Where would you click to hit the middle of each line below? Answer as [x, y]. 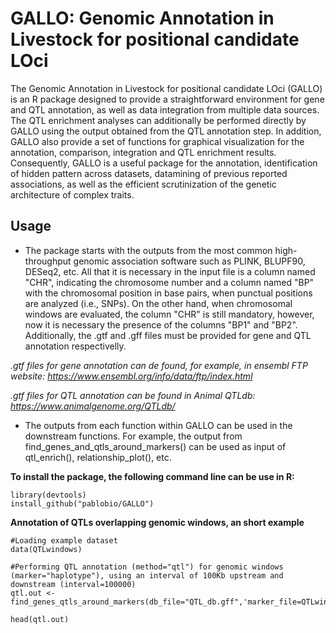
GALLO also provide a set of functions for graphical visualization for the [157, 141]
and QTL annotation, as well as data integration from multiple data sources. [165, 109]
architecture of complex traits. [72, 194]
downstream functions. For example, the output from [133, 436]
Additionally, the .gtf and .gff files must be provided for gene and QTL [168, 335]
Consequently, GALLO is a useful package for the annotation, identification [164, 163]
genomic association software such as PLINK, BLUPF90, [189, 261]
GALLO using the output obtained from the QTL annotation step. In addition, [166, 131]
